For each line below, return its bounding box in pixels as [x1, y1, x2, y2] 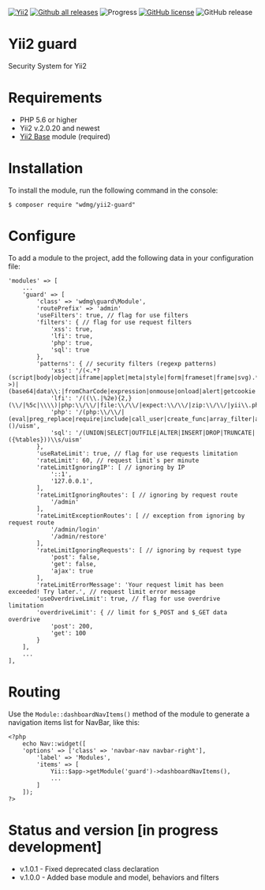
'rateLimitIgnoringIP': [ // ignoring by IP [36, 463, 185, 471]
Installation [8, 160, 84, 178]
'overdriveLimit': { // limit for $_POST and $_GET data [36, 608, 227, 616]
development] [8, 838, 103, 856]
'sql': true [50, 346, 90, 354]
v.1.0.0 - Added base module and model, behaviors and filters [19, 873, 219, 882]
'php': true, [50, 339, 93, 347]
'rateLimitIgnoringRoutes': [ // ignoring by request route [36, 490, 238, 499]
